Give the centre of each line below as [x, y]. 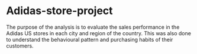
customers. [20, 46]
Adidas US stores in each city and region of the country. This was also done [98, 33]
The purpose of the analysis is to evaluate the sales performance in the [93, 27]
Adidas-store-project [60, 11]
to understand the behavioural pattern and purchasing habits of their [90, 39]
